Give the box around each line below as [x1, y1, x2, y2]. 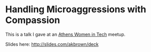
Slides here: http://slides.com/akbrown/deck [5, 41, 99, 47]
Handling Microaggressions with [5, 4, 146, 15]
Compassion [5, 14, 60, 26]
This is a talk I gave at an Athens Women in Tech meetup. [5, 31, 126, 37]
